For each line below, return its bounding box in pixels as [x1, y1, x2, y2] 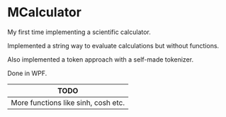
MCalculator [7, 4, 81, 21]
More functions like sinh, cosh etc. [11, 97, 125, 107]
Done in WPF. [7, 69, 47, 77]
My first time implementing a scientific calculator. [7, 28, 151, 36]
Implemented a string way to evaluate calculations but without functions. [7, 41, 220, 50]
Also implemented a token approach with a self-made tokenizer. [7, 55, 193, 64]
